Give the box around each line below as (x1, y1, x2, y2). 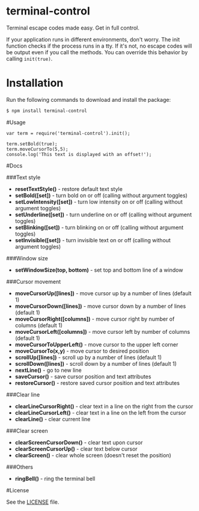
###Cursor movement (6, 278, 61, 285)
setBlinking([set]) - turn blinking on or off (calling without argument (14, 224, 184, 231)
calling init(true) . (6, 55, 53, 62)
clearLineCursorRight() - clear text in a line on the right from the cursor (14, 403, 194, 410)
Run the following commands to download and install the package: (6, 96, 171, 103)
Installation (6, 77, 64, 90)
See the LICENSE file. (6, 498, 60, 506)
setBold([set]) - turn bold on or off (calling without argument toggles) (14, 192, 188, 199)
